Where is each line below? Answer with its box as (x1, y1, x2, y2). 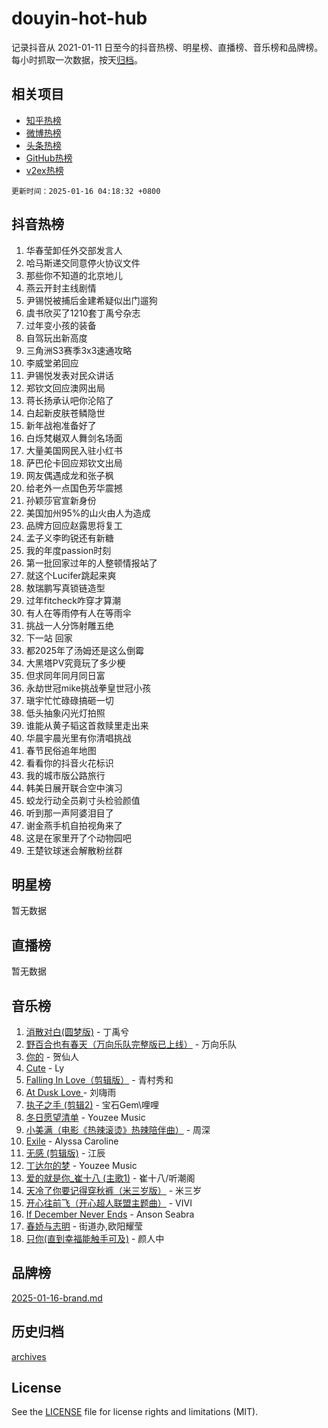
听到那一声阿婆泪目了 (25, 807, 114, 819)
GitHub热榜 (25, 152, 73, 164)
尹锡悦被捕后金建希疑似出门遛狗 (25, 294, 158, 306)
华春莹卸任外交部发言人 (25, 244, 123, 256)
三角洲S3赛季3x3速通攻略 (25, 344, 133, 356)
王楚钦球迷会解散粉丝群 (25, 844, 123, 856)
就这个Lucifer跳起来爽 (25, 569, 117, 581)
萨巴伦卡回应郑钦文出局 (25, 457, 123, 469)
